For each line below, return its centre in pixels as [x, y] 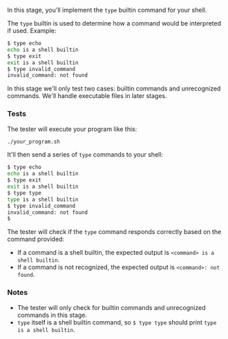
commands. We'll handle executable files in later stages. [87, 96]
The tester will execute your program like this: [72, 129]
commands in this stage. [52, 315]
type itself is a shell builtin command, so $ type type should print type [117, 322]
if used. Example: [32, 31]
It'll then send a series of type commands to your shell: [85, 155]
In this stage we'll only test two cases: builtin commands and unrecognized [114, 88]
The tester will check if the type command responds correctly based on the [114, 232]
